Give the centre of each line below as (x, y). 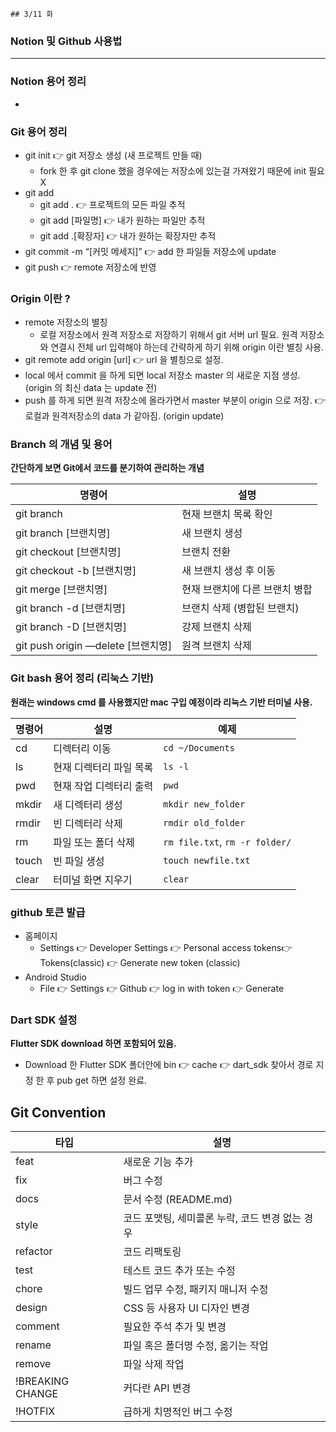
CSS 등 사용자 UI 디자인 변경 (186, 1308)
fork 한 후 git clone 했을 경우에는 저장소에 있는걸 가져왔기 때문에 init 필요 (182, 170)
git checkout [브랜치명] (68, 552)
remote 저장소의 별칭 (66, 322)
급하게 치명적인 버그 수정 (178, 1412)
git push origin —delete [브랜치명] (94, 646)
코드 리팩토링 (152, 1252)
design (31, 1308)
